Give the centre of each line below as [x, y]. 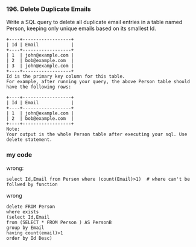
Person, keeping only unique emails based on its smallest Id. [81, 28]
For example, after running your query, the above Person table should [98, 82]
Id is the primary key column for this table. [66, 77]
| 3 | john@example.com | [40, 66]
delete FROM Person [31, 207]
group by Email [25, 228]
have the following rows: [39, 87]
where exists [23, 212]
